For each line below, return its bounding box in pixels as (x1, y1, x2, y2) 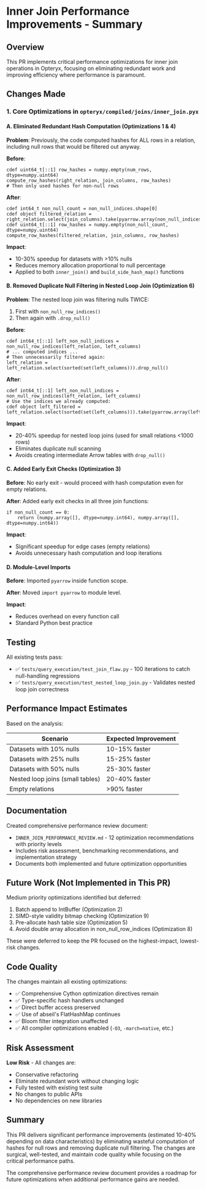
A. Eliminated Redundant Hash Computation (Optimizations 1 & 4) (6, 122, 177, 130)
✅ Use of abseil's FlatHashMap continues (15, 1011, 121, 1018)
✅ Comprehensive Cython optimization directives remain (15, 990, 159, 997)
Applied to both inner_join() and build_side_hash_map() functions (15, 268, 185, 275)
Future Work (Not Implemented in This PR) (6, 877, 171, 888)
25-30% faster (106, 764, 151, 773)
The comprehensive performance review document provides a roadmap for (6, 1169, 197, 1176)
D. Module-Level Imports (6, 563, 71, 571)
